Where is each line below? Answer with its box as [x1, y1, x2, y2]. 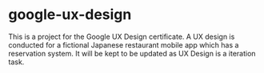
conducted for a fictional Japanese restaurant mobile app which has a [8, 40, 239, 49]
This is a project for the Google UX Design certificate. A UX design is [8, 32, 235, 41]
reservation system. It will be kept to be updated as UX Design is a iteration [8, 48, 256, 58]
